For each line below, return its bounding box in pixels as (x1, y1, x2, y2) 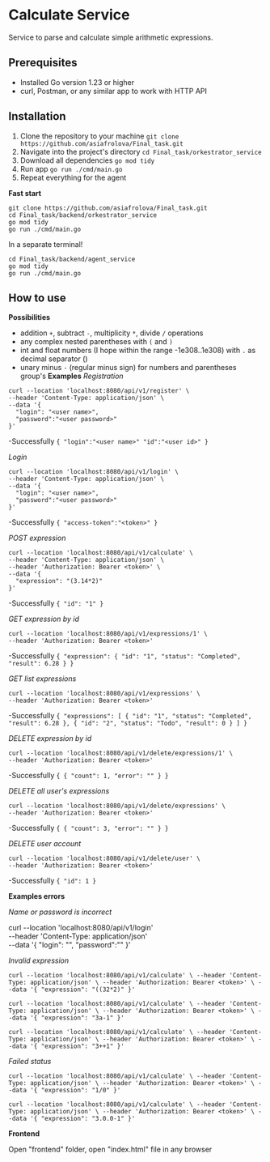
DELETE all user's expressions (8, 786, 110, 796)
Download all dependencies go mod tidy (19, 155, 155, 165)
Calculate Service (8, 6, 130, 24)
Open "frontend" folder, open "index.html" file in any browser (8, 1144, 213, 1155)
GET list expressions (8, 674, 77, 683)
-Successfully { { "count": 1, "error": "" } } (8, 771, 169, 781)
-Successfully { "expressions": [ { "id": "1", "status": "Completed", (8, 711, 252, 721)
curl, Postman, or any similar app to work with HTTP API (19, 86, 208, 96)
